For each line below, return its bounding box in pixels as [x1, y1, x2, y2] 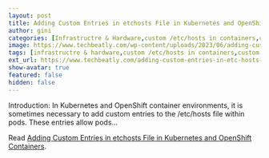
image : [8, 41, 30, 49]
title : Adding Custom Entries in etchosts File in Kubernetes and [8, 19, 235, 27]
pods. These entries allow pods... [8, 117, 118, 127]
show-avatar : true [8, 64, 70, 72]
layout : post [8, 11, 52, 20]
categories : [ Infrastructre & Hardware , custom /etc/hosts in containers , [8, 34, 260, 42]
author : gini [8, 26, 52, 34]
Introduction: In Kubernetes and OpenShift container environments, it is [8, 101, 243, 110]
